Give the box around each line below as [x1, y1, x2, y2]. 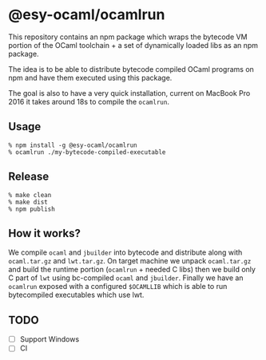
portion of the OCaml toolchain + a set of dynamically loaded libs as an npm [8, 40, 258, 49]
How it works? [8, 226, 81, 240]
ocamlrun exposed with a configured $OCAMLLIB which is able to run [8, 282, 228, 291]
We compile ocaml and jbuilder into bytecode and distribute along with [8, 247, 243, 257]
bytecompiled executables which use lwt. [8, 290, 145, 300]
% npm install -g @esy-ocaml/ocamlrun [8, 141, 137, 149]
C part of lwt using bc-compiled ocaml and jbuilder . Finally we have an [8, 273, 244, 283]
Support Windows [19, 334, 80, 344]
